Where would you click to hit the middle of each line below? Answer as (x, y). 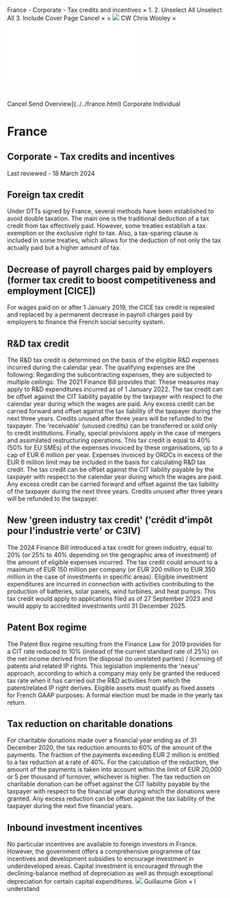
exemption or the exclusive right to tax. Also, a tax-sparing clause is (103, 233)
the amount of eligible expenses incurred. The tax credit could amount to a (112, 562)
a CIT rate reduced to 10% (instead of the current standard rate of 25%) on (113, 651)
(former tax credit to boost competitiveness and (112, 280)
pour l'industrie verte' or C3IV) (74, 531)
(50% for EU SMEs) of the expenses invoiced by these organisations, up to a (115, 448)
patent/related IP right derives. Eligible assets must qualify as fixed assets (111, 688)
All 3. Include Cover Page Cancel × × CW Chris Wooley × (92, 18)
